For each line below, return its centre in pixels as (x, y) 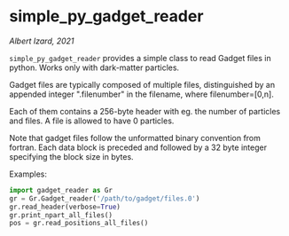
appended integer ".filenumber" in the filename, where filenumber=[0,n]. (142, 94)
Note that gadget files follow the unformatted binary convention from (135, 138)
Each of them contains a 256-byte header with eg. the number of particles (145, 111)
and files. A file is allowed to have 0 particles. (92, 121)
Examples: (28, 174)
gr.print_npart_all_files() (61, 215)
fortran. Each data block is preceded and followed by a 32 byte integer (138, 147)
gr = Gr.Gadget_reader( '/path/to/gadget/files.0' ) (105, 198)
